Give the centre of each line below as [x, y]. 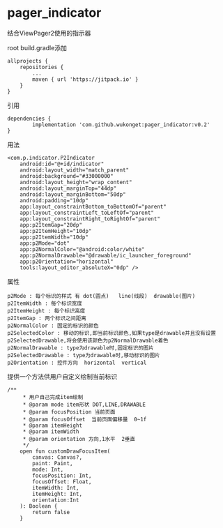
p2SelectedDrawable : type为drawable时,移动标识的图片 [84, 355]
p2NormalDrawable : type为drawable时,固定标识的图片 [81, 348]
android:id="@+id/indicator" [62, 164]
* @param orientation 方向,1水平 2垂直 [79, 439]
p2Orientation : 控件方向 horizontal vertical [77, 363]
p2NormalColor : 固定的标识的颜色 [53, 326]
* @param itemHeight [52, 425]
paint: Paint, [53, 463]
